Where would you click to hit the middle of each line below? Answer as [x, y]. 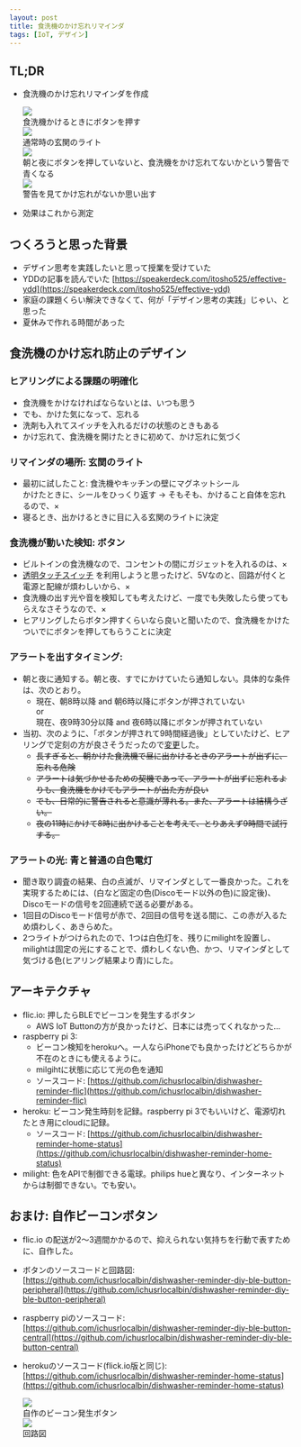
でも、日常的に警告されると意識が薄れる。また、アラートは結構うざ [162, 801]
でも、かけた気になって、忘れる [81, 414]
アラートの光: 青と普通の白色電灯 [81, 860]
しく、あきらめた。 [82, 926]
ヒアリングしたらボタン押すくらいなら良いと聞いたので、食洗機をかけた [156, 620]
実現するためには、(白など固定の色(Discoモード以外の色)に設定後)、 [149, 892]
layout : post [34, 18]
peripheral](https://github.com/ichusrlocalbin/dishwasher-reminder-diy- [155, 1289]
